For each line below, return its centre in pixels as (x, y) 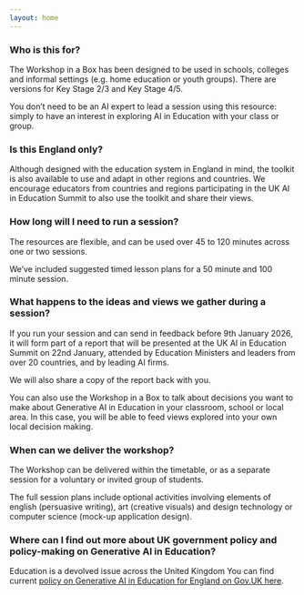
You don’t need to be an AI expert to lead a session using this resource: (143, 106)
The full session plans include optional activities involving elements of (140, 498)
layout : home (34, 18)
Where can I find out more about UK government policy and (143, 540)
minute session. (39, 278)
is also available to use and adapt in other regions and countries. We (137, 179)
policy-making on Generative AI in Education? (113, 551)
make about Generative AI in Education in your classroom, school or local (147, 407)
